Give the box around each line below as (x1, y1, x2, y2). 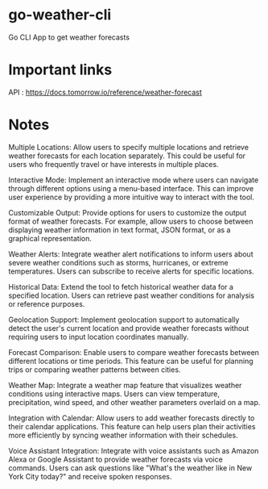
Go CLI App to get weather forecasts (8, 32, 130, 42)
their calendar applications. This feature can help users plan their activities (8, 421, 256, 431)
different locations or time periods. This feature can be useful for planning (8, 356, 254, 366)
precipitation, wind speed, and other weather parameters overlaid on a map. (8, 397, 261, 407)
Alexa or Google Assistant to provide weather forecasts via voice (8, 454, 223, 464)
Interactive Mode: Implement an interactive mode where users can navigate (8, 175, 259, 185)
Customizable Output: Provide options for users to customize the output (8, 207, 247, 217)
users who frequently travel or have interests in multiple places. (8, 159, 219, 169)
